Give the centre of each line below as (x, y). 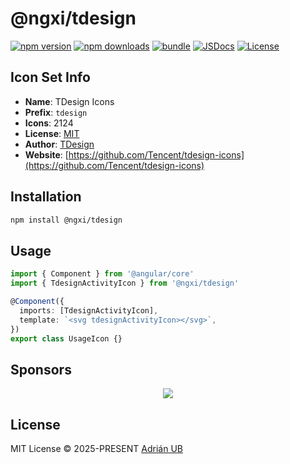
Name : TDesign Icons (69, 101)
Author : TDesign (59, 144)
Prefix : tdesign (56, 112)
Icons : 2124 (49, 123)
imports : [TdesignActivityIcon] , (89, 310)
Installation (46, 197)
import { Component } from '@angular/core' (102, 274)
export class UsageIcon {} (66, 338)
